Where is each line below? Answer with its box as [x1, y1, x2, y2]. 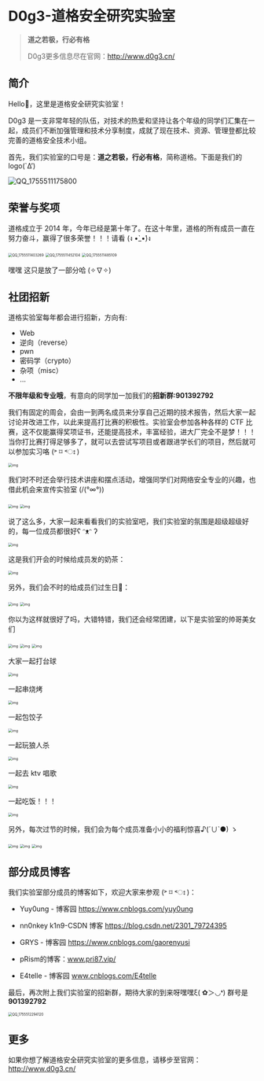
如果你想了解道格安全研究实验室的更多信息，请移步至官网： [8, 1055, 201, 1064]
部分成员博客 [8, 865, 71, 878]
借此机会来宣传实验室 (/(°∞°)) [8, 485, 104, 494]
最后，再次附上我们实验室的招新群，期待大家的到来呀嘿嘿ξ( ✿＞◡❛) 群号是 [8, 988, 249, 998]
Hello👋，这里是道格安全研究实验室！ [8, 99, 126, 109]
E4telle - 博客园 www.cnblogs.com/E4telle [19, 971, 157, 980]
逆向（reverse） [19, 338, 72, 347]
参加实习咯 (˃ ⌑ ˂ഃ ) [14, 447, 80, 456]
